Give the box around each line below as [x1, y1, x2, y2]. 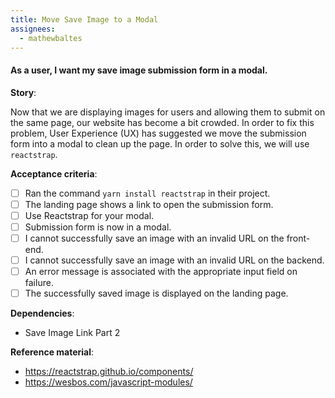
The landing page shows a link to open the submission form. [24, 198, 274, 210]
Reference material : [10, 346, 95, 358]
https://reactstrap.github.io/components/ [24, 366, 194, 378]
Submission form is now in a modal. [24, 221, 172, 233]
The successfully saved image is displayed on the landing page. [24, 287, 289, 300]
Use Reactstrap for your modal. [24, 209, 155, 221]
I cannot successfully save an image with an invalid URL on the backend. [24, 254, 325, 266]
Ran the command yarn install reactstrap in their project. [24, 187, 271, 199]
